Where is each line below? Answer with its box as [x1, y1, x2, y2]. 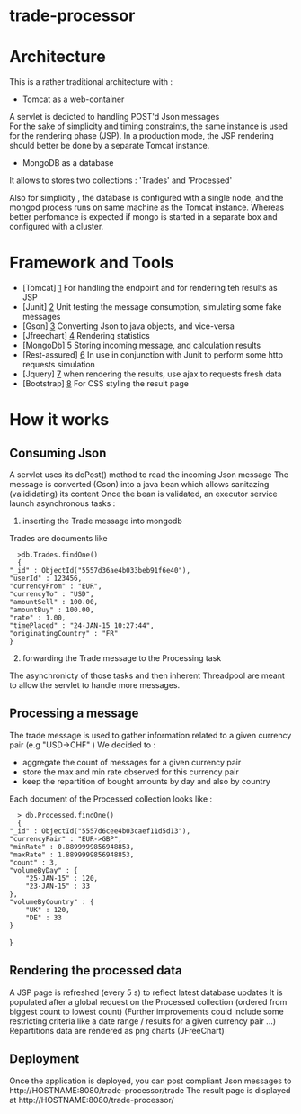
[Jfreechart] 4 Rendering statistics [22, 331, 150, 341]
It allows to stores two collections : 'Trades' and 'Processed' [9, 175, 233, 186]
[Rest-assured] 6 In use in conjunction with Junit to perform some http [22, 349, 283, 360]
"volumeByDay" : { [9, 865, 78, 874]
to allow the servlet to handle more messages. [9, 680, 181, 691]
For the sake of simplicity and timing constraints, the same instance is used [9, 121, 288, 131]
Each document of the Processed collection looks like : [9, 793, 213, 804]
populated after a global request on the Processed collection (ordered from [9, 996, 288, 1007]
